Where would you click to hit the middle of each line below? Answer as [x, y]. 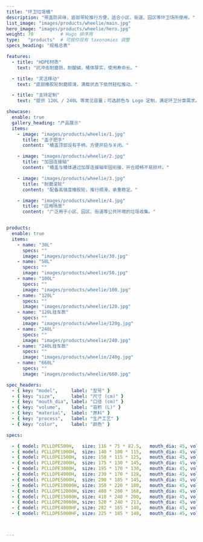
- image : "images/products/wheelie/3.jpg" [71, 178]
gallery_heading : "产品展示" [47, 123]
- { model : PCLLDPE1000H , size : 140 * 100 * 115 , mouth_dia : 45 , [100, 452]
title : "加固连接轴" [46, 162]
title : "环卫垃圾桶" [30, 12]
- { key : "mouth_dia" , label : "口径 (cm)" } [68, 402]
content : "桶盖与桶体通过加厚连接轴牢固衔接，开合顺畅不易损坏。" [95, 167]
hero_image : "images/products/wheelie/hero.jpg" [69, 29]
